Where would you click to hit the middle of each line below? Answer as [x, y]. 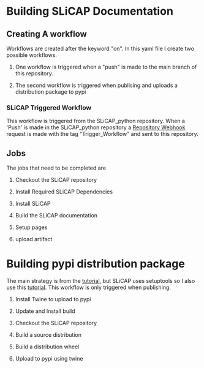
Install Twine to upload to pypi [53, 299]
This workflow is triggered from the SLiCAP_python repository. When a [96, 121]
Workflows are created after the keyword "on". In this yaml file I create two [100, 48]
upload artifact [34, 239]
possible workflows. [32, 55]
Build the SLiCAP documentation [56, 216]
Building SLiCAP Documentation [90, 11]
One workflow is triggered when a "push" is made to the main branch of [106, 67]
